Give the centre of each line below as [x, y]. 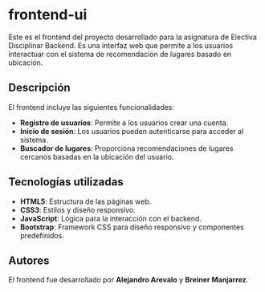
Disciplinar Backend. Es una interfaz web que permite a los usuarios [121, 45]
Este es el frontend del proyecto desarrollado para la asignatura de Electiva [132, 37]
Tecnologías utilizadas [66, 182]
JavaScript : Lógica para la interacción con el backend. [111, 218]
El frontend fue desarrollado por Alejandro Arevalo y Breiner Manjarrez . [128, 280]
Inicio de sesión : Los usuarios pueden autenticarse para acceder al [132, 131]
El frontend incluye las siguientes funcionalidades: [92, 107]
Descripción [39, 88]
